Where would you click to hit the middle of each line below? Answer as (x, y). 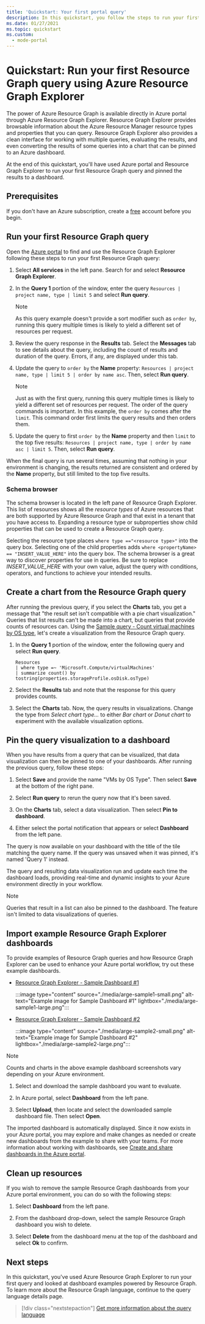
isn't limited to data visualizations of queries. (63, 914)
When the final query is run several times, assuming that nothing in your (97, 460)
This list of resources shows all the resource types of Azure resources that (100, 509)
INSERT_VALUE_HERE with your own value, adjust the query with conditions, (102, 566)
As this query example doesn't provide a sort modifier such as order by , (106, 318)
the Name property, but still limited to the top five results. (78, 473)
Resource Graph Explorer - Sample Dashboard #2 (77, 1019)
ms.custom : (20, 35)
